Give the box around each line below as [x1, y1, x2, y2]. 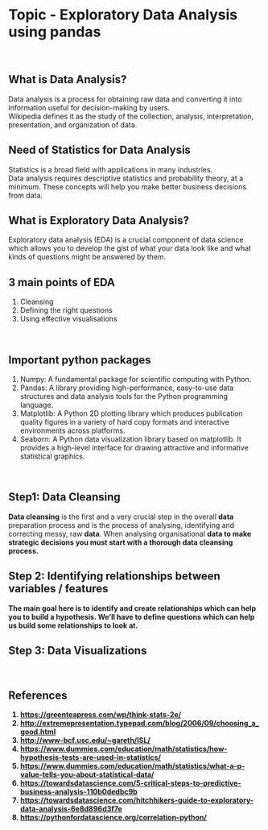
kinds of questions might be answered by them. [8, 252, 167, 262]
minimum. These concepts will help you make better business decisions [8, 181, 247, 191]
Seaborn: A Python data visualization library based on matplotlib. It [19, 434, 241, 444]
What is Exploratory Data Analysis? [8, 214, 189, 227]
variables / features [8, 582, 109, 596]
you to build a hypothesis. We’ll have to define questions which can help [8, 612, 255, 621]
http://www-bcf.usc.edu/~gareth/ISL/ [19, 736, 151, 745]
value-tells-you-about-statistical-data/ [19, 770, 155, 779]
